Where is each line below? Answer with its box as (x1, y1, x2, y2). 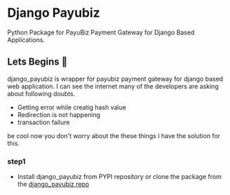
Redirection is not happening (17, 110, 101, 119)
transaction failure (17, 118, 70, 126)
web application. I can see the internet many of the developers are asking (7, 82, 219, 90)
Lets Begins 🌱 (7, 56, 68, 68)
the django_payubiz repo (17, 180, 89, 189)
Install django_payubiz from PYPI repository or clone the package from (17, 173, 222, 181)
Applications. (7, 35, 45, 43)
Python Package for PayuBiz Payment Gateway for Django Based (7, 28, 195, 36)
